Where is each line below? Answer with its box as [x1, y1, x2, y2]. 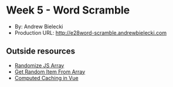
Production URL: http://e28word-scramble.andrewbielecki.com [14, 29, 167, 36]
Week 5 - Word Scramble [6, 4, 130, 17]
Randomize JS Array [14, 62, 65, 69]
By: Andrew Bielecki [14, 23, 63, 30]
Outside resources [6, 46, 75, 56]
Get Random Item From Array [14, 68, 86, 75]
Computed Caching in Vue [14, 74, 79, 81]
